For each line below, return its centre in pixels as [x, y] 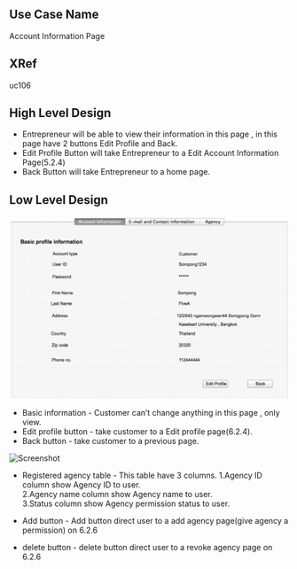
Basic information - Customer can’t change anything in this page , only [151, 412]
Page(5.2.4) [44, 162]
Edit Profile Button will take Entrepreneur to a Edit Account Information [150, 153]
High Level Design [60, 113]
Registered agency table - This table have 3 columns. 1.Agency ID [142, 475]
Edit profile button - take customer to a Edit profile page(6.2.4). [137, 431]
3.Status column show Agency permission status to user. [126, 503]
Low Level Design [59, 200]
